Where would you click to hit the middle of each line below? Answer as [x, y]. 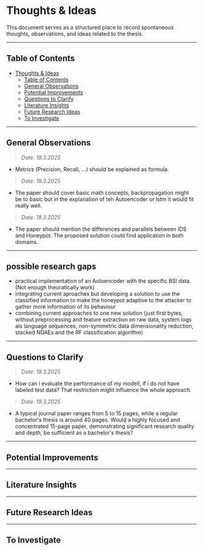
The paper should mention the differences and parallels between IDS [101, 229]
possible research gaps [51, 266]
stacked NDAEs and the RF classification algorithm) [79, 332]
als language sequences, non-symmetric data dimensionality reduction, [104, 326]
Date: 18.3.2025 [41, 217]
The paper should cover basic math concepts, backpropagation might [102, 193]
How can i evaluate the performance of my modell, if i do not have [97, 384]
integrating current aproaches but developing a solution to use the [97, 294]
